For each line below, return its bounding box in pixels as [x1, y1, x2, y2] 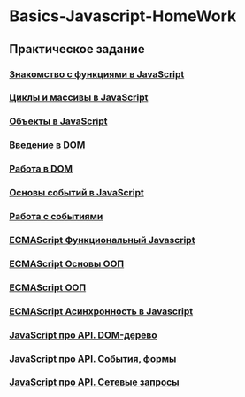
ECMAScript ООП [9, 281, 87, 294]
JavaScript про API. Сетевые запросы [9, 376, 180, 388]
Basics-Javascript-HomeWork [9, 6, 237, 27]
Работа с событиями [9, 210, 103, 223]
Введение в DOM [9, 139, 86, 151]
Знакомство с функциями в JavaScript [9, 68, 185, 80]
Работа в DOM [9, 163, 73, 175]
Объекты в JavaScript [9, 115, 108, 127]
